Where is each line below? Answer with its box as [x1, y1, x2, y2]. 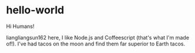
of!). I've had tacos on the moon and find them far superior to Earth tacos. [6, 40, 186, 47]
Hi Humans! [6, 23, 35, 30]
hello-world [6, 3, 65, 17]
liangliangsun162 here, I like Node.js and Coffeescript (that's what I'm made [6, 34, 190, 41]
